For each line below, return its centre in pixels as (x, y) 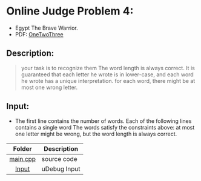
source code (59, 159)
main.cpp (23, 159)
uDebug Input (61, 169)
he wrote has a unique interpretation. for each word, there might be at (108, 81)
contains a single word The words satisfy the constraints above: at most (105, 127)
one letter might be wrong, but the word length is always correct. (96, 134)
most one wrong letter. (49, 87)
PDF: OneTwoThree (39, 34)
